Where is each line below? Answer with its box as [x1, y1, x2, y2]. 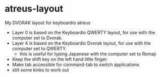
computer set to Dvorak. [12, 35, 63, 41]
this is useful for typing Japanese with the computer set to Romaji [19, 51, 156, 57]
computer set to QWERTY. [12, 45, 67, 51]
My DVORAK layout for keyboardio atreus [5, 20, 91, 26]
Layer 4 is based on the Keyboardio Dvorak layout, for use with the [12, 40, 151, 46]
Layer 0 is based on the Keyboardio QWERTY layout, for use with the [12, 29, 155, 35]
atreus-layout [5, 3, 64, 15]
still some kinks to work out [12, 66, 69, 73]
